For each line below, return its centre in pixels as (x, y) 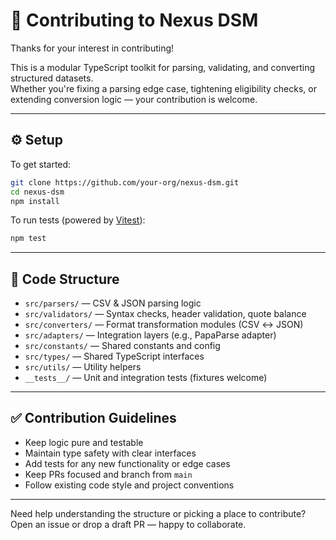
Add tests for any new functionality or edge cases (127, 463)
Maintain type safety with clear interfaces (110, 453)
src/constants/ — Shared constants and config (122, 346)
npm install (35, 201)
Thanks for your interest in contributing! (92, 48)
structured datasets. (52, 78)
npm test (28, 239)
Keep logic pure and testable (84, 442)
